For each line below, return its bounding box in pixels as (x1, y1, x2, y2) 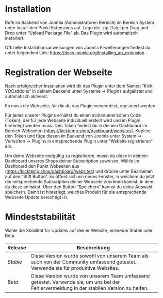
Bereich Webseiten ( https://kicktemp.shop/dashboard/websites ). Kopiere (5, 128, 151, 134)
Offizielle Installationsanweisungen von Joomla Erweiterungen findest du (5, 44, 151, 50)
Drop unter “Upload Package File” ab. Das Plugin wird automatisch (5, 30, 138, 36)
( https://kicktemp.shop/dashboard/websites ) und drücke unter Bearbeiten (5, 168, 153, 174)
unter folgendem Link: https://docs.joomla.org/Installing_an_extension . (5, 50, 146, 56)
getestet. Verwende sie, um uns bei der (31, 278, 120, 285)
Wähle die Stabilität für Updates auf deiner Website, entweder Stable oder (5, 227, 153, 233)
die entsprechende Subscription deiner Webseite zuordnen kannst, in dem (5, 179, 154, 184)
